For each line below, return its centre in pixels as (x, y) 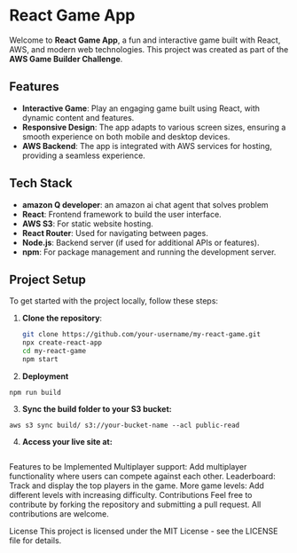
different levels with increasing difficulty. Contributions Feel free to (131, 494)
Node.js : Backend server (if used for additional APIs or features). (141, 242)
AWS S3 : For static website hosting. (87, 224)
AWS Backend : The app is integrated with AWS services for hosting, (147, 146)
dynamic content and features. (78, 117)
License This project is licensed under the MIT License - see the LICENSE (144, 531)
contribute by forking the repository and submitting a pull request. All (135, 504)
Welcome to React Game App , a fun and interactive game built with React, (145, 40)
